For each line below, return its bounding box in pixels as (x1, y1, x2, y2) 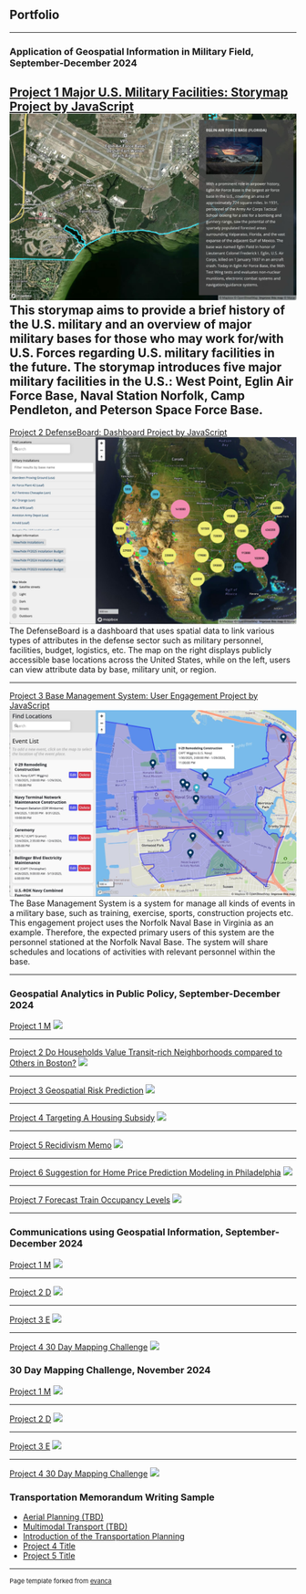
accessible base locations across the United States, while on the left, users (9, 654, 291, 665)
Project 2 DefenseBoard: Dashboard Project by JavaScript (9, 426, 228, 437)
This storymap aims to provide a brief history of (9, 303, 285, 318)
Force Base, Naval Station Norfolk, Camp (9, 388, 246, 404)
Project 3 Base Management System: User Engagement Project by (9, 690, 259, 701)
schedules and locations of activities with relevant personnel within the (9, 946, 276, 957)
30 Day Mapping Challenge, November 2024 (9, 1364, 211, 1377)
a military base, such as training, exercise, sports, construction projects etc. (9, 907, 294, 918)
